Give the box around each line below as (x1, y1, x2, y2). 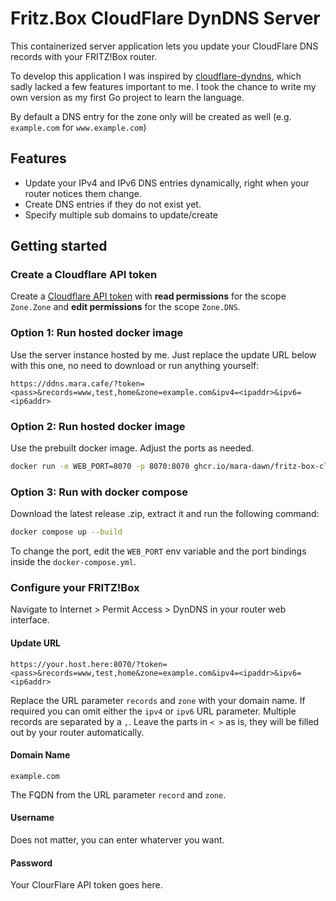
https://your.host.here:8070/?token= (10, 659, 168, 669)
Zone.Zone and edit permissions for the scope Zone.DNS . (10, 301, 241, 313)
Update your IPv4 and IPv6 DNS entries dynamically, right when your (24, 177, 310, 189)
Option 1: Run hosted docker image (10, 326, 184, 340)
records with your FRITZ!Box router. (10, 50, 158, 62)
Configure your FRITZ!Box (10, 581, 140, 594)
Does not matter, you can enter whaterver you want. (10, 833, 225, 846)
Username (10, 812, 55, 824)
